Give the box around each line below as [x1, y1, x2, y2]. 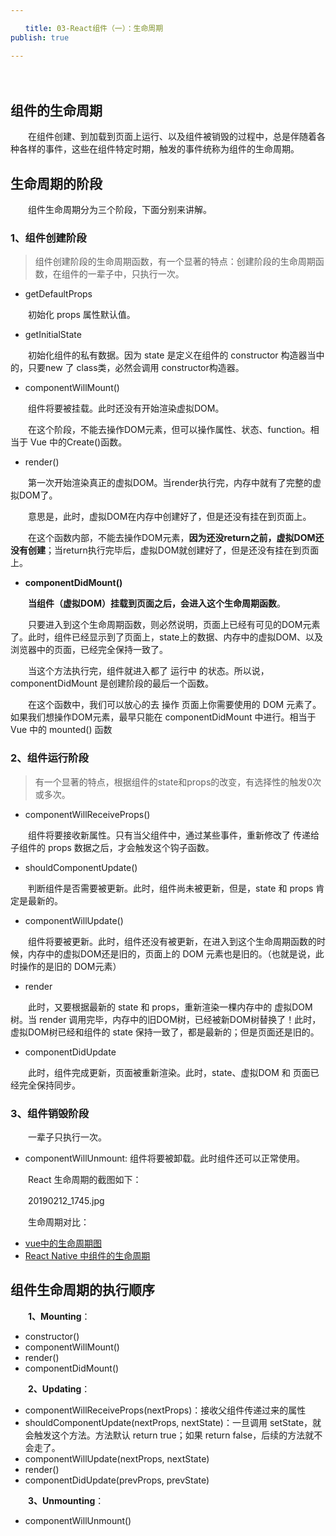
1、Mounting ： [28, 1310, 91, 1322]
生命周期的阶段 [10, 175, 103, 192]
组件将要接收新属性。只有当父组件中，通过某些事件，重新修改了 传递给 [27, 829, 320, 841]
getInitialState [24, 329, 82, 341]
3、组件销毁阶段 [10, 1106, 90, 1120]
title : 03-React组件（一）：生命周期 [24, 23, 164, 33]
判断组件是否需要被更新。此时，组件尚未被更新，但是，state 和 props [27, 882, 314, 894]
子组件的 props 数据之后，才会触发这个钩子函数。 [10, 841, 215, 853]
